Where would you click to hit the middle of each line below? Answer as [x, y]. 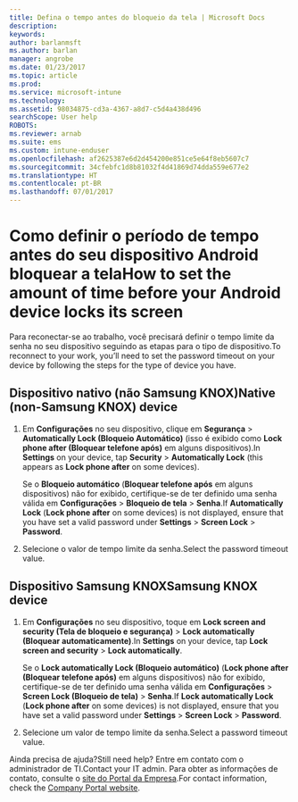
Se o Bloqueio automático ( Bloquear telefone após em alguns [137, 484]
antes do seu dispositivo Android [134, 255]
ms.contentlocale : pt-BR [55, 184]
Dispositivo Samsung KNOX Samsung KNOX [134, 586]
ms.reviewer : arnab [46, 134]
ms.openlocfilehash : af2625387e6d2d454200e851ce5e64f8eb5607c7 [129, 159]
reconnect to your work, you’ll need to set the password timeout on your [142, 355]
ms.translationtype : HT [54, 175]
